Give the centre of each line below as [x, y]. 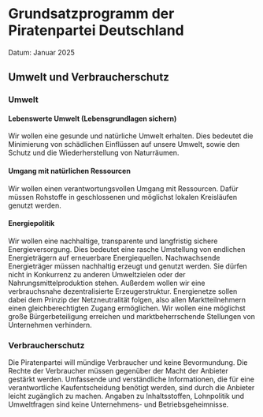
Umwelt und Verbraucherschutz [89, 77]
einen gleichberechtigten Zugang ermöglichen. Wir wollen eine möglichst [127, 308]
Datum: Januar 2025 [41, 52]
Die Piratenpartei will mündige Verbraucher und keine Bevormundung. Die [128, 363]
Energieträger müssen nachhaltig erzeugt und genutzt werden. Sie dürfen [128, 266]
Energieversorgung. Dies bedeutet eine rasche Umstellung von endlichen [127, 249]
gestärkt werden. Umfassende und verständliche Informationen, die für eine [131, 379]
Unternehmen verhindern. [50, 325]
